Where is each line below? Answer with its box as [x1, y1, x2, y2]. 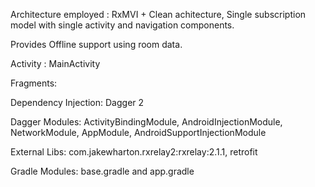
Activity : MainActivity [10, 58, 101, 69]
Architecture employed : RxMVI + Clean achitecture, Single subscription [10, 9, 307, 20]
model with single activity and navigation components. [10, 19, 235, 31]
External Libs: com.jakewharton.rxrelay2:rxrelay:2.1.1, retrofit [10, 146, 258, 158]
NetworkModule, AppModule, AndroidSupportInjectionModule [10, 127, 267, 138]
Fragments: [10, 77, 58, 89]
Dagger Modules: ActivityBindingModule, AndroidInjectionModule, [10, 116, 283, 128]
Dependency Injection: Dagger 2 [10, 97, 145, 108]
